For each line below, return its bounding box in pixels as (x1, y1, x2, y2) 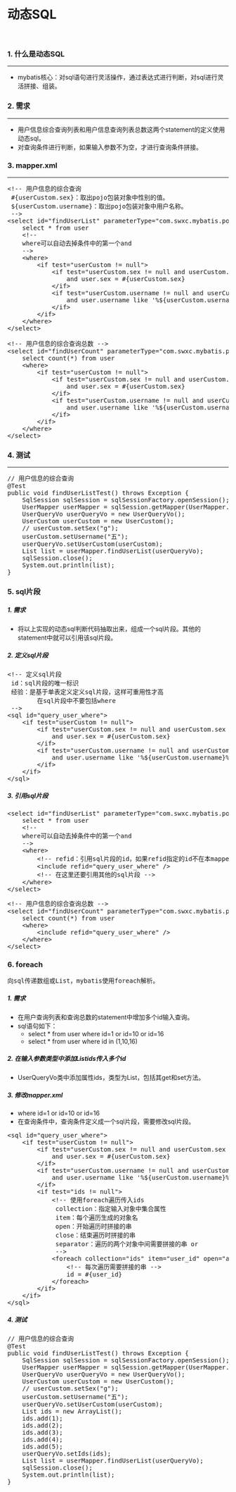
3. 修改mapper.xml (7, 1090, 63, 1099)
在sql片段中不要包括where (37, 697, 116, 704)
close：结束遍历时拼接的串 (55, 1231, 136, 1240)
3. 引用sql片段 (7, 791, 48, 800)
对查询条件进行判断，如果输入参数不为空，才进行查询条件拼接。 (17, 142, 202, 151)
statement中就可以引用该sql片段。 (17, 633, 117, 642)
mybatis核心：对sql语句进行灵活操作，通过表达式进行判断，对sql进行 (17, 73, 218, 82)
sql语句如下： (17, 1022, 58, 1031)
